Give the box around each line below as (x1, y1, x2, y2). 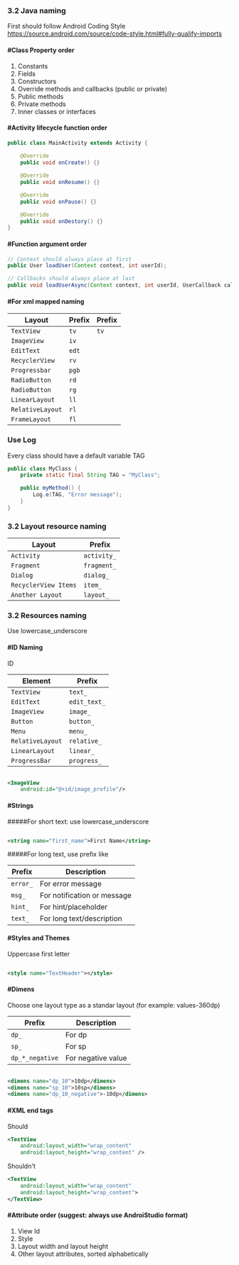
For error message (40, 879, 102, 889)
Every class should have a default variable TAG (7, 451, 145, 460)
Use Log (7, 435, 37, 445)
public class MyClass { (7, 465, 78, 472)
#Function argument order (7, 240, 87, 248)
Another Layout (11, 591, 63, 599)
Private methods (17, 99, 66, 108)
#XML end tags (7, 1106, 53, 1115)
